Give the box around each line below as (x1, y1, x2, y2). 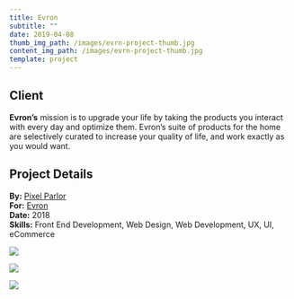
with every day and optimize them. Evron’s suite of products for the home (9, 121, 281, 132)
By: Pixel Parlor (9, 190, 67, 201)
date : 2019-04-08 (9, 30, 75, 39)
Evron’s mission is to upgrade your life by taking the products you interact (9, 111, 283, 122)
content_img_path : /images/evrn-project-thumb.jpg (9, 47, 203, 56)
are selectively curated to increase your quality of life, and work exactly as (9, 131, 285, 142)
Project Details (9, 167, 94, 182)
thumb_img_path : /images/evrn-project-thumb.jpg (9, 38, 195, 48)
